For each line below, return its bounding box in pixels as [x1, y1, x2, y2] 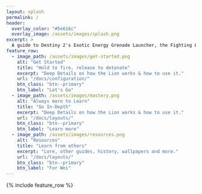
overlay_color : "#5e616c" [11, 25, 77, 32]
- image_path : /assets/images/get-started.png [11, 53, 130, 59]
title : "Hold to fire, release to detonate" [17, 64, 130, 71]
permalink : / [6, 14, 39, 20]
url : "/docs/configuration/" [17, 76, 90, 82]
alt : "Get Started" [17, 59, 66, 65]
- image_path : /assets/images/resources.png [11, 132, 125, 138]
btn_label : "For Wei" [17, 165, 71, 171]
